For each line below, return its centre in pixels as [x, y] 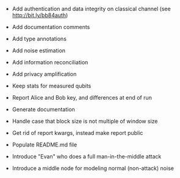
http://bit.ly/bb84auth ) [40, 15]
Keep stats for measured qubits [52, 86]
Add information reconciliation [50, 62]
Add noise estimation [39, 50]
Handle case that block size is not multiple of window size [85, 121]
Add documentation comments [51, 27]
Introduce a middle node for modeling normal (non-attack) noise [93, 168]
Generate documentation [43, 109]
